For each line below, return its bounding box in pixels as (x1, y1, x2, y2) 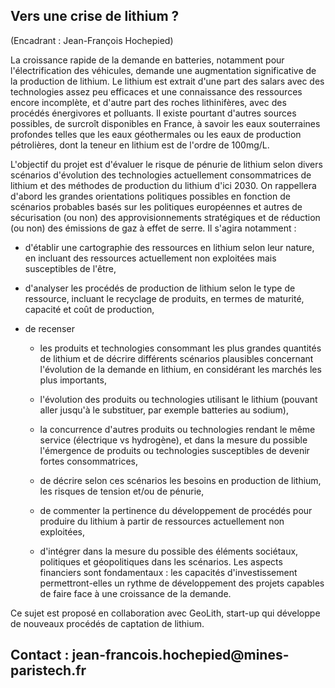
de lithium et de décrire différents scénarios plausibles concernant (39, 352, 314, 364)
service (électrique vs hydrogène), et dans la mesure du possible (39, 434, 308, 446)
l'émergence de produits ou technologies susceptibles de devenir (39, 444, 310, 456)
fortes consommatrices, (39, 455, 138, 467)
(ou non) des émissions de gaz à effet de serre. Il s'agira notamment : (10, 222, 297, 234)
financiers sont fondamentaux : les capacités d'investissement (39, 566, 298, 578)
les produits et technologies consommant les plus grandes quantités (39, 342, 322, 354)
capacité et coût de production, (24, 303, 155, 315)
